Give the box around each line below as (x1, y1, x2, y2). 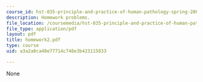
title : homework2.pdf (6, 37, 61, 43)
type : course (6, 43, 39, 49)
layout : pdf (6, 31, 36, 37)
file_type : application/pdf (6, 25, 77, 32)
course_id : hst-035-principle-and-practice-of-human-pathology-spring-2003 (6, 8, 201, 15)
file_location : (6, 20, 45, 26)
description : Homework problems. (6, 14, 91, 20)
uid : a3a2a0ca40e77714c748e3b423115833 (6, 48, 107, 54)
